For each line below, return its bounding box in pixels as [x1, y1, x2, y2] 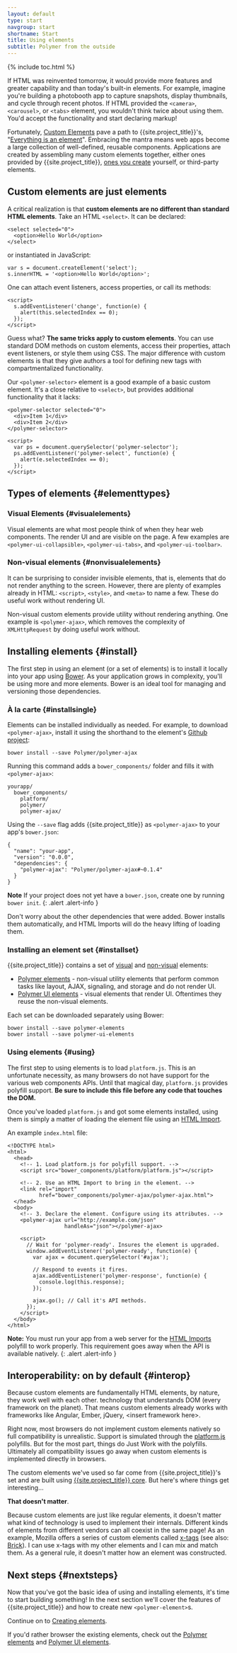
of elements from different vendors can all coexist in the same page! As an [7, 1526, 225, 1535]
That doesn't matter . [7, 1497, 69, 1506]
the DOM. [7, 1093, 37, 1102]
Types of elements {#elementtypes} [7, 488, 171, 500]
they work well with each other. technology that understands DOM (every [7, 1396, 221, 1405]
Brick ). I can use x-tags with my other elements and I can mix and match [7, 1541, 219, 1550]
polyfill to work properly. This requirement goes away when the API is [7, 1342, 210, 1350]
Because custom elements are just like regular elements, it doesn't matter [7, 1511, 221, 1519]
